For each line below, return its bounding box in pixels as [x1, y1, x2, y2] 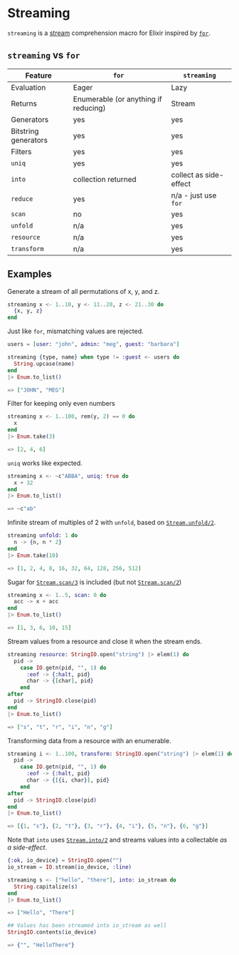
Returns [11, 98, 38, 108]
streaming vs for [7, 49, 80, 61]
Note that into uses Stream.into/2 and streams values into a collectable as [7, 836, 228, 844]
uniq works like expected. [7, 459, 83, 467]
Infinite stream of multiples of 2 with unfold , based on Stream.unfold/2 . [7, 519, 216, 527]
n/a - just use [171, 190, 217, 200]
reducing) [73, 103, 106, 113]
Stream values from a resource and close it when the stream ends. [7, 637, 203, 645]
